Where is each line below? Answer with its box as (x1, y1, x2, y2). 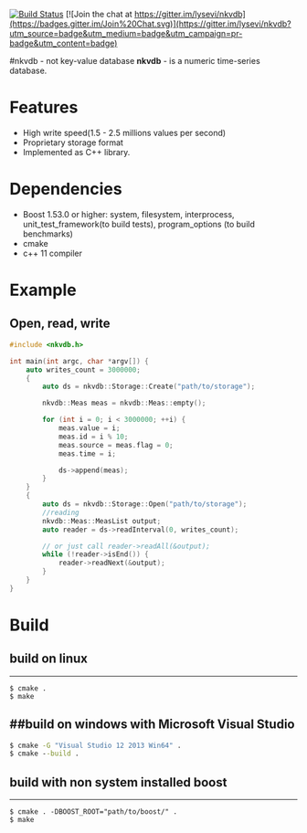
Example (9, 279, 77, 301)
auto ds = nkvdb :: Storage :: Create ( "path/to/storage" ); (42, 382, 256, 392)
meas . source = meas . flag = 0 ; (58, 440, 174, 449)
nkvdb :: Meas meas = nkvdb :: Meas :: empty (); (42, 398, 206, 408)
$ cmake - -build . (9, 749, 79, 758)
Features (9, 97, 79, 118)
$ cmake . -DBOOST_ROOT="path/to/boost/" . (9, 807, 178, 817)
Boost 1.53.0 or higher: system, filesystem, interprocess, (22, 208, 235, 219)
